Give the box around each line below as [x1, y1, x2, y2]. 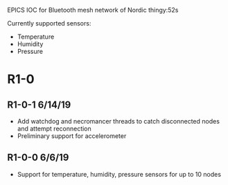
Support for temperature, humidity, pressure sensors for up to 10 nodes [17, 170, 222, 178]
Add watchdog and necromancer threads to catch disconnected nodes [17, 117, 220, 125]
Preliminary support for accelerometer [17, 132, 127, 140]
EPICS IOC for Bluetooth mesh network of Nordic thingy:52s [7, 6, 179, 14]
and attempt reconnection [17, 124, 91, 133]
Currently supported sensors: [7, 19, 91, 27]
